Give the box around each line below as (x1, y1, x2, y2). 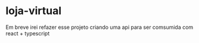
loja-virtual (5, 4, 62, 18)
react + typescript (5, 29, 50, 37)
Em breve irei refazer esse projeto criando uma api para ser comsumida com (5, 24, 194, 31)
